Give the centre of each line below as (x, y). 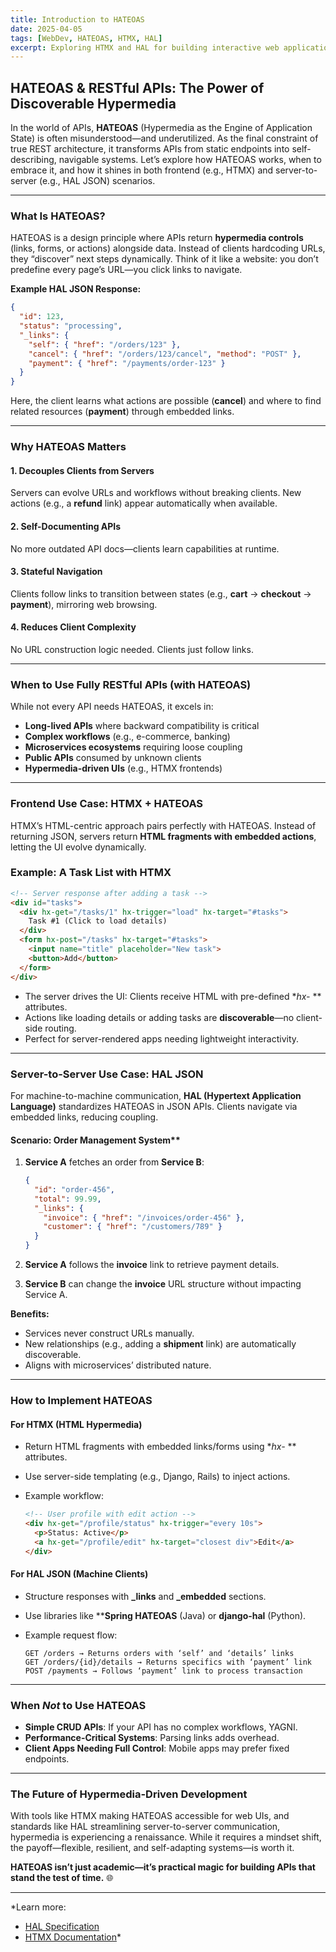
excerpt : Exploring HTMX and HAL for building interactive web (145, 47)
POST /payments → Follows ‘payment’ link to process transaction (163, 1671)
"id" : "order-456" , (75, 1189)
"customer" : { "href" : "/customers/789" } (133, 1227)
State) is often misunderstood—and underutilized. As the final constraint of (164, 138)
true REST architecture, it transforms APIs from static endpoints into (150, 149)
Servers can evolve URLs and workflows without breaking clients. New (156, 493)
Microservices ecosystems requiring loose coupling (133, 747)
